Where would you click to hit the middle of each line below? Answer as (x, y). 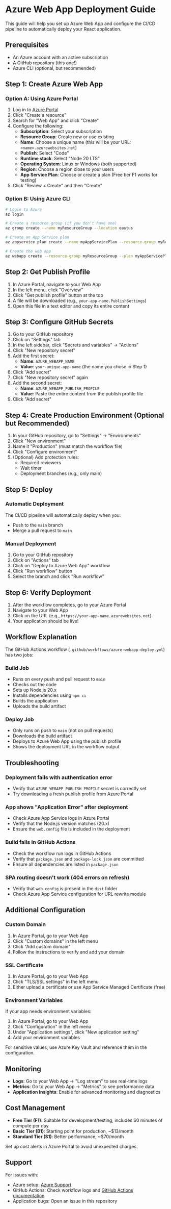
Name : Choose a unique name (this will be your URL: (76, 142)
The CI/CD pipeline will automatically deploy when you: (63, 515)
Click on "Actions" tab (36, 560)
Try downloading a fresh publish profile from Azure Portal (73, 794)
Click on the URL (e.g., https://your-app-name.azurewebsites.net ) (82, 615)
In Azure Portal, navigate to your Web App (57, 284)
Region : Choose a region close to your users (67, 169)
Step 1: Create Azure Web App (54, 84)
